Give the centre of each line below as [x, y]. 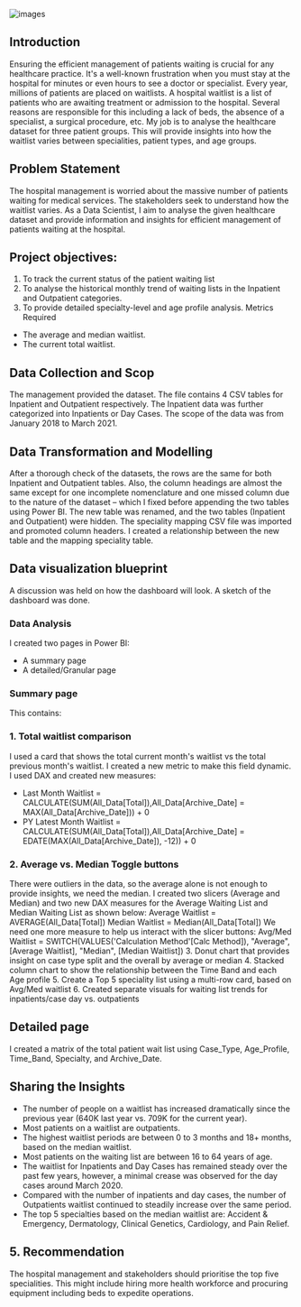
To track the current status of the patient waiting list [119, 279]
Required [39, 318]
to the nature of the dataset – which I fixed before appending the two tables [150, 502]
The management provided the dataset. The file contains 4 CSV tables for [146, 395]
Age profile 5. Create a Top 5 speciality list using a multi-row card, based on [150, 980]
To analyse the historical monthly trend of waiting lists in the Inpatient [151, 289]
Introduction [45, 42]
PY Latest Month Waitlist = [72, 822]
